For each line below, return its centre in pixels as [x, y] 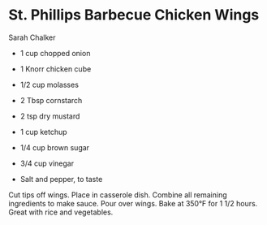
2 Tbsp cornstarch [51, 100]
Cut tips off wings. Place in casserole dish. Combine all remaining [118, 195]
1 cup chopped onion [55, 53]
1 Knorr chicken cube [56, 69]
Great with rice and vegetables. [61, 212]
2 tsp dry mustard [50, 116]
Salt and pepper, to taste [61, 179]
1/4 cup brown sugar [55, 147]
